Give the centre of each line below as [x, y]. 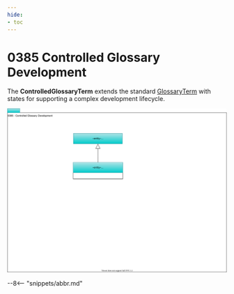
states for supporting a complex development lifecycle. [86, 99]
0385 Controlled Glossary [84, 57]
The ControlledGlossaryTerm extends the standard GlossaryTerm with [109, 91]
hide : [15, 15]
